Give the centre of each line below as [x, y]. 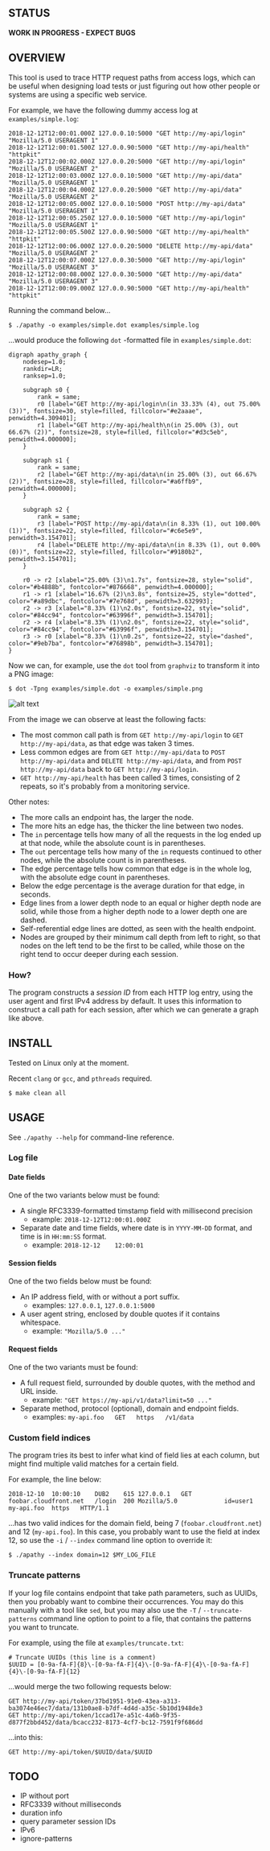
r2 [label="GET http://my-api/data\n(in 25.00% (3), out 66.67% [147, 474]
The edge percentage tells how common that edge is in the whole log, [136, 868]
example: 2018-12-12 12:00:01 [88, 1245]
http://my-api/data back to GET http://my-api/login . [109, 769]
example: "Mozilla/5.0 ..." [79, 1330]
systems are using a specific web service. [78, 94]
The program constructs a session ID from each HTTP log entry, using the [131, 992]
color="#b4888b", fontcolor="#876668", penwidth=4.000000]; [111, 587]
